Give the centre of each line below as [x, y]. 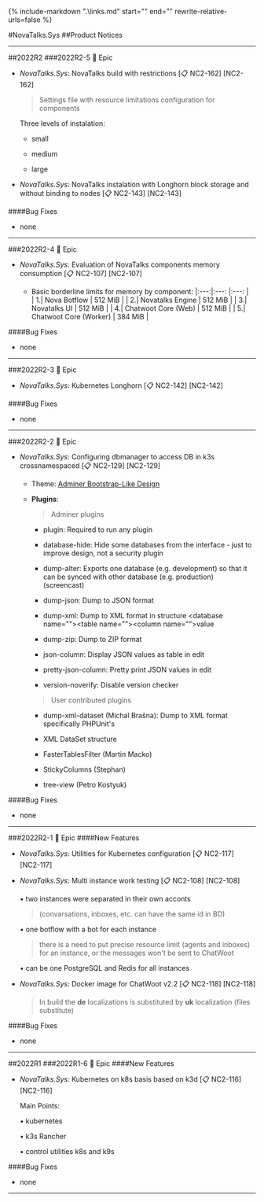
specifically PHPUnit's [79, 724]
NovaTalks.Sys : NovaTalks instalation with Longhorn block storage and [134, 184]
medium [44, 154]
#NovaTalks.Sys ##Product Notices [66, 35]
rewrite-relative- [201, 11]
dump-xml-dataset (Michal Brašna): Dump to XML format [135, 715]
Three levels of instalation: [62, 124]
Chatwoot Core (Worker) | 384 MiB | [90, 317]
